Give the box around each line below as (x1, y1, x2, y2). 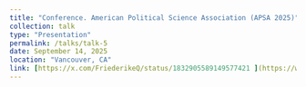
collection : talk (9, 22, 76, 31)
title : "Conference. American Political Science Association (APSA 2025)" (9, 13, 300, 23)
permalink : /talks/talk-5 (9, 38, 107, 48)
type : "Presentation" (9, 30, 92, 39)
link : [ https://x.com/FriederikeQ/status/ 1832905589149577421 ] (9, 64, 259, 73)
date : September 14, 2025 (9, 47, 107, 56)
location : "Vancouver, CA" (9, 55, 112, 64)
